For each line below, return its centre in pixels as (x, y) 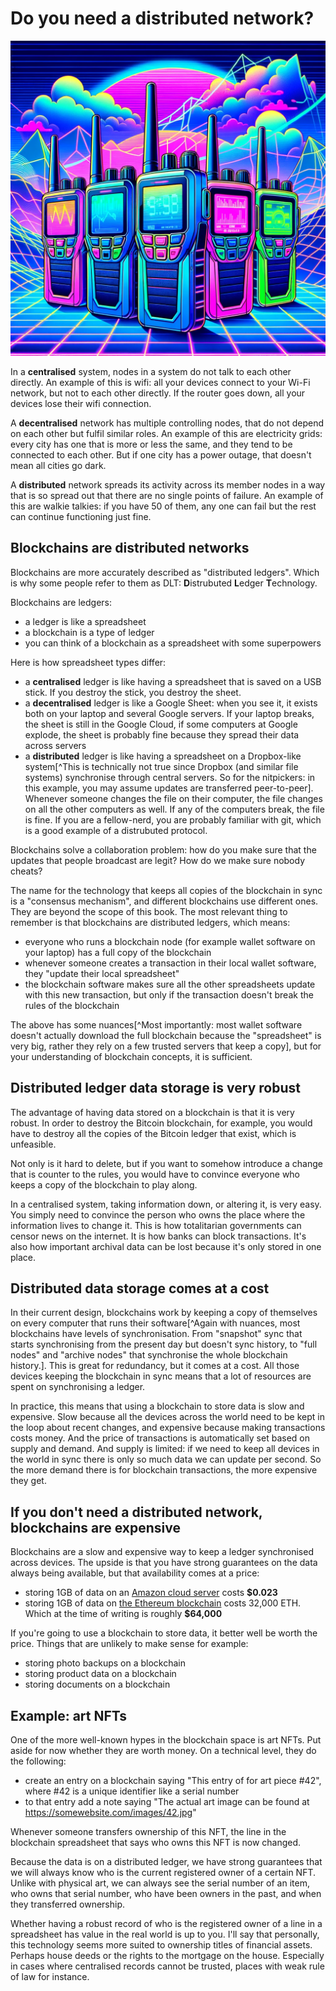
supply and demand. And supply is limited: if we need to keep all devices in (165, 1449)
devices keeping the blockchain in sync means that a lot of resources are (161, 1376)
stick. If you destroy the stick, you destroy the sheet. (133, 692)
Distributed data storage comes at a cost (140, 1288)
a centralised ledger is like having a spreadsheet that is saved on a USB (173, 681)
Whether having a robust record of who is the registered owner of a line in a (166, 1923)
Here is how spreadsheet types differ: (88, 662)
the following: (38, 1761)
